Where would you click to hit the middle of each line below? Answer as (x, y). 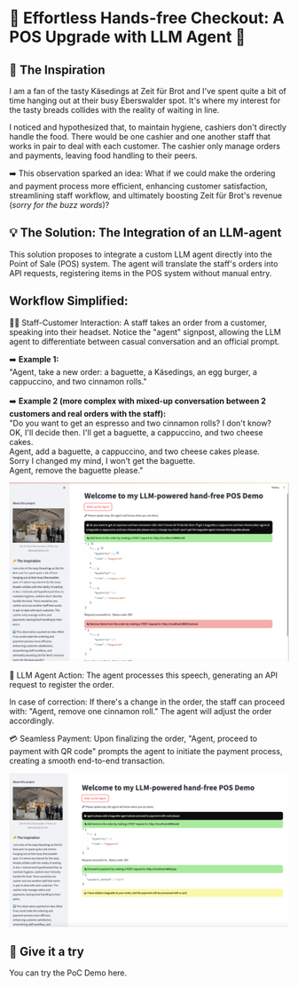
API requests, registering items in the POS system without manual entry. (141, 273)
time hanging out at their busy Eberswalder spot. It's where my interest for (145, 100)
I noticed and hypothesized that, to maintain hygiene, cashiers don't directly (148, 127)
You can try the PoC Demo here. (68, 973)
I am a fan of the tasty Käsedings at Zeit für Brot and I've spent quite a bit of (148, 91)
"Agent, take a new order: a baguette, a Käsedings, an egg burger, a (133, 371)
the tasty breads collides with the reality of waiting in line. (114, 110)
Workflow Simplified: (69, 301)
